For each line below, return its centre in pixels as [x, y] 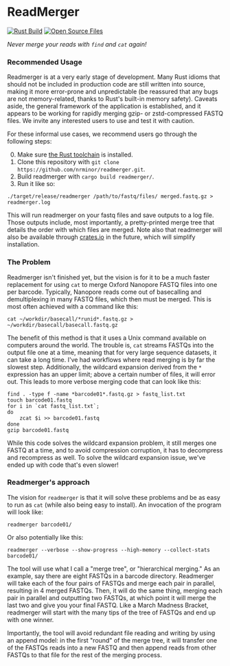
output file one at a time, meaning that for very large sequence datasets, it [112, 352]
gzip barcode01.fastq [38, 430]
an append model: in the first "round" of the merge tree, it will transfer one [112, 640]
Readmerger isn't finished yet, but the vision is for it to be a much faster [108, 277]
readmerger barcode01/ [39, 525]
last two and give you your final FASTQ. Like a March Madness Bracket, [108, 605]
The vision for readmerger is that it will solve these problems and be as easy [114, 497]
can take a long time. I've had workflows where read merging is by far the [111, 359]
